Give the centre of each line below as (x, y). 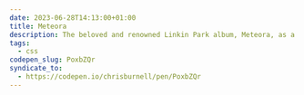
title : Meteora (38, 26)
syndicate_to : (36, 69)
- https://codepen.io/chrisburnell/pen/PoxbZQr (110, 77)
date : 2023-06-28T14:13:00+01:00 (73, 18)
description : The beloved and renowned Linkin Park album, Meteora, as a (152, 34)
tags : (20, 43)
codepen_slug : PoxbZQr (52, 60)
